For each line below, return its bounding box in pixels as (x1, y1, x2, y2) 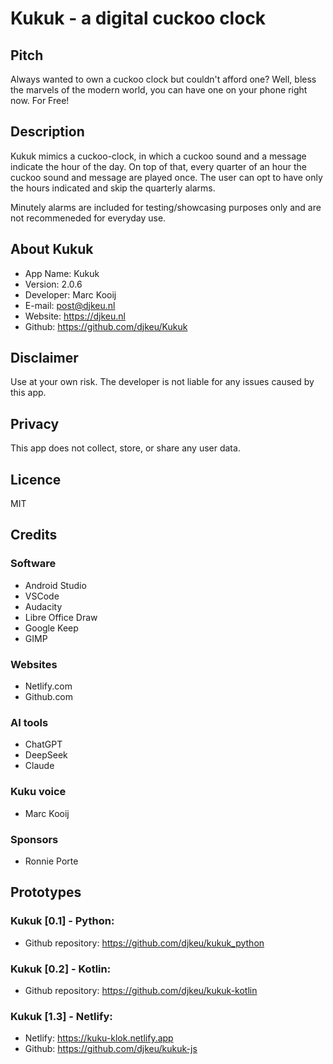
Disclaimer (10, 350, 79, 367)
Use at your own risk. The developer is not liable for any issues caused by (10, 376, 315, 388)
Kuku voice (10, 785, 67, 799)
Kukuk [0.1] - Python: (10, 914, 115, 928)
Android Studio (24, 579, 87, 591)
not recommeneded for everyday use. (10, 212, 167, 224)
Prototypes (10, 884, 82, 901)
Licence (10, 471, 62, 488)
